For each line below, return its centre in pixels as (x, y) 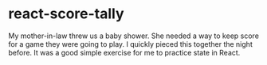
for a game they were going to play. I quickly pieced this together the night (130, 44)
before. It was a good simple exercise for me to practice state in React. (124, 52)
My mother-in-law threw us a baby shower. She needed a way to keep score (133, 36)
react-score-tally (67, 14)
